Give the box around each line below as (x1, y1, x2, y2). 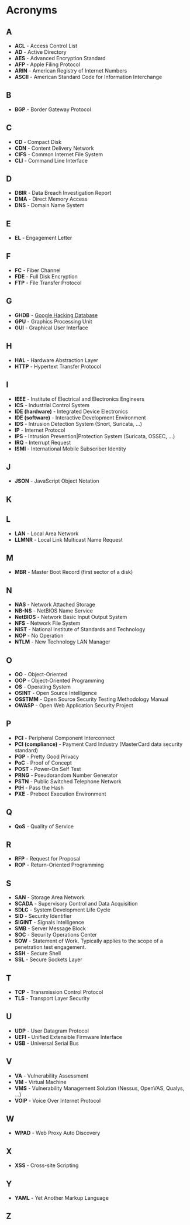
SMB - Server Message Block (14, 925, 86, 932)
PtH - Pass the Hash (14, 784, 64, 791)
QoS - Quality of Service (14, 823, 74, 830)
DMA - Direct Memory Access (14, 195, 88, 202)
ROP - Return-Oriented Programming (14, 861, 104, 869)
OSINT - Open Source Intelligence (14, 689, 98, 696)
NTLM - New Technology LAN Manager (14, 638, 110, 645)
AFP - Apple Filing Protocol (14, 61, 81, 68)
